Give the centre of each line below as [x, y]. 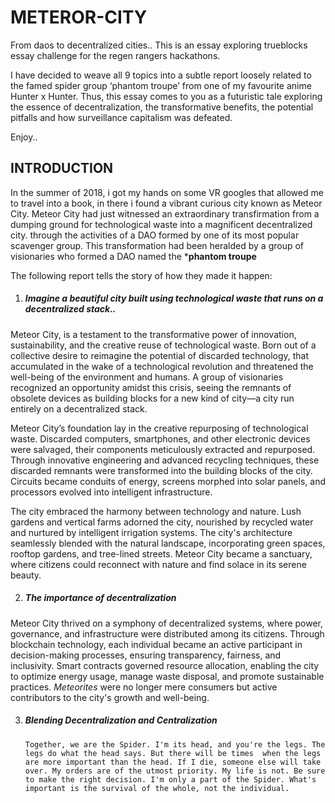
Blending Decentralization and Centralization [121, 720]
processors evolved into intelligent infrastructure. [111, 492]
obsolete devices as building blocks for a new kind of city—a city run [152, 398]
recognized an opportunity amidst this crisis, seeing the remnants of [151, 387]
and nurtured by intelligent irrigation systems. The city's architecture [151, 532]
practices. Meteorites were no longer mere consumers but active [144, 687]
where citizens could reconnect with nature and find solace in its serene [158, 564]
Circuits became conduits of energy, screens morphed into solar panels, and [168, 481]
